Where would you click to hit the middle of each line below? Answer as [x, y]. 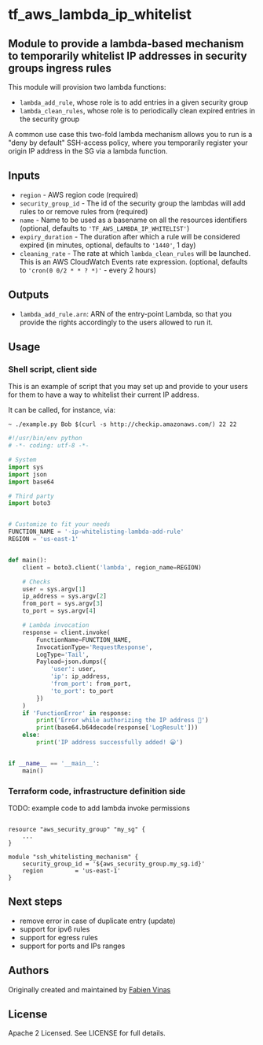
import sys [26, 467]
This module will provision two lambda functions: [87, 87]
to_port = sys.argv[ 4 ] [59, 611]
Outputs [29, 295]
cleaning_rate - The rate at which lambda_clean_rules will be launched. [135, 253]
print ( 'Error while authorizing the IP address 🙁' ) [123, 721]
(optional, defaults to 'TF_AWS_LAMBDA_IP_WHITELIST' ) [104, 228]
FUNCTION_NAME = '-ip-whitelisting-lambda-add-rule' [96, 532]
